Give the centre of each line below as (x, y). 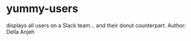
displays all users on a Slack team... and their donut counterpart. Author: (96, 25)
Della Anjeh (20, 31)
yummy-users (42, 9)
